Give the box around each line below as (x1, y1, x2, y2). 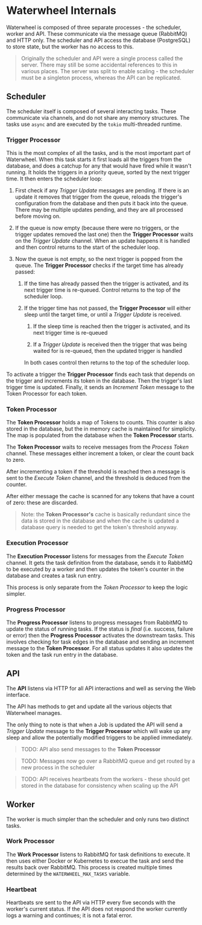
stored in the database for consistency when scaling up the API (21, 782, 179, 789)
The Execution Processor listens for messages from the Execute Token (6, 552, 184, 560)
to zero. (6, 456, 25, 464)
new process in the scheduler (21, 763, 95, 771)
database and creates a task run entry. (6, 571, 103, 579)
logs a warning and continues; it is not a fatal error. (6, 912, 133, 919)
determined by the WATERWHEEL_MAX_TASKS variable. (6, 870, 131, 877)
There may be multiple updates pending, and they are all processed (14, 206, 183, 214)
